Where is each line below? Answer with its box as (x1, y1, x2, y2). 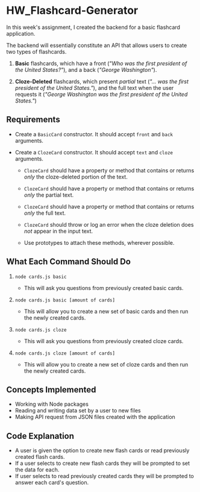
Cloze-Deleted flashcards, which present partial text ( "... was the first (14, 78, 189, 85)
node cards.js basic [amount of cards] (14, 297, 116, 303)
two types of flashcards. (6, 48, 67, 55)
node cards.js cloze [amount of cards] (14, 350, 116, 356)
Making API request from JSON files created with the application (14, 414, 176, 421)
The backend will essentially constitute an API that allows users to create (6, 42, 187, 49)
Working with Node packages (14, 400, 89, 408)
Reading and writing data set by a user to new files (14, 407, 141, 414)
